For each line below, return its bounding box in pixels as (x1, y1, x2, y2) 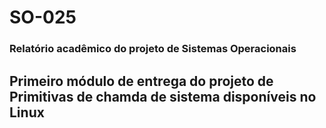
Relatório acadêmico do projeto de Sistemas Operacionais (9, 42, 297, 56)
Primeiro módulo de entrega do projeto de (9, 72, 274, 90)
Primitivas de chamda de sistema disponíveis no (9, 88, 317, 105)
